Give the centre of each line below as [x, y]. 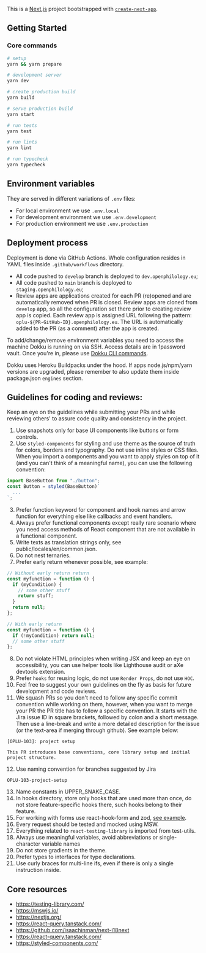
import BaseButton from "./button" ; [53, 481]
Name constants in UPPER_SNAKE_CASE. [68, 792]
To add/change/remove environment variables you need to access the [95, 340]
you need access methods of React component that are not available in [105, 529]
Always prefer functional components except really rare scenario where [106, 523]
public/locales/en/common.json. [56, 549]
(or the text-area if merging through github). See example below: [97, 730]
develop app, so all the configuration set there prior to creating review [103, 309]
